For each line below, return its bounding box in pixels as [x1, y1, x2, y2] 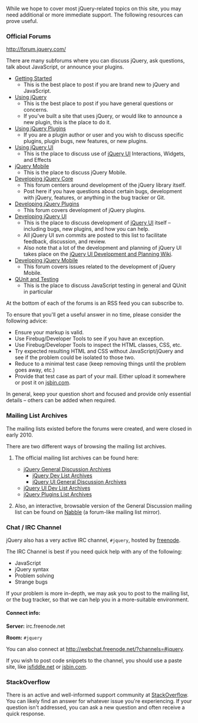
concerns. [23, 106, 48, 113]
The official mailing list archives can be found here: [14, 454, 139, 461]
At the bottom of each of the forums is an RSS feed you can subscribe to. [6, 299, 184, 307]
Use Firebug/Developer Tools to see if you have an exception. [14, 335, 165, 342]
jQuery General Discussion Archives [23, 465, 111, 473]
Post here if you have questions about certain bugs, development [23, 188, 183, 195]
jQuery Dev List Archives [32, 472, 93, 479]
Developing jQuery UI [14, 213, 67, 220]
